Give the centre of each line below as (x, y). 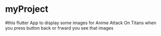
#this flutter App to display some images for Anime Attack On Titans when (81, 23)
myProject (27, 9)
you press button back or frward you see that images (59, 28)
